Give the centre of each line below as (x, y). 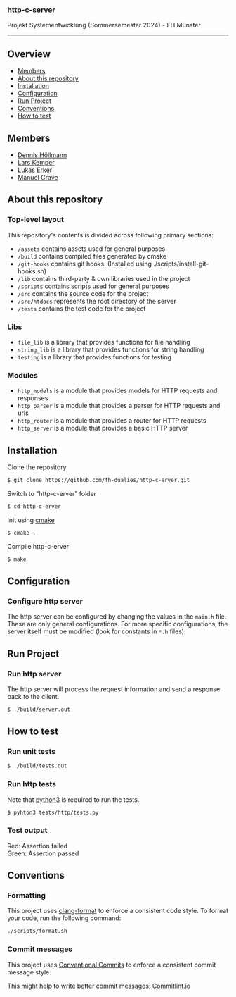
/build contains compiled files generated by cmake (92, 256)
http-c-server (31, 10)
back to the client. (33, 696)
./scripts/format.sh (38, 931)
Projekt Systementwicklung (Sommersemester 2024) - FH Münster (104, 25)
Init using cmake (31, 520)
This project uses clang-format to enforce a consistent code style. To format (118, 911)
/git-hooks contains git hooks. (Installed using (85, 264)
